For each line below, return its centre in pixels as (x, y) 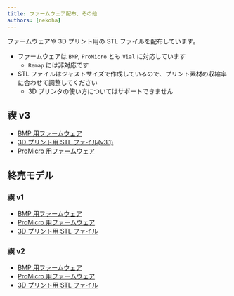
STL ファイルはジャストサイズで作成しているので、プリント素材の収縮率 (122, 74)
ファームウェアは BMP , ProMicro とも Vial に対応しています (102, 56)
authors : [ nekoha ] (34, 20)
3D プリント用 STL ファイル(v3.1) (65, 142)
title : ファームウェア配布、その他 (52, 14)
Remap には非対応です (58, 65)
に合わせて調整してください (57, 82)
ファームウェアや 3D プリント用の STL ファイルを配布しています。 (103, 41)
